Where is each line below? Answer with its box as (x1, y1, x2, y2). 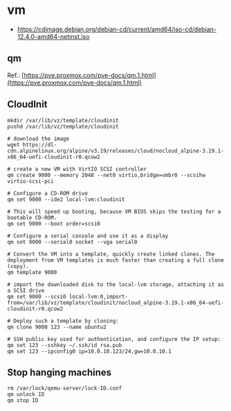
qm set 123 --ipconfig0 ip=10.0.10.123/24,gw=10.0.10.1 (7, 348, 172, 355)
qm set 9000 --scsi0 (7, 293, 67, 300)
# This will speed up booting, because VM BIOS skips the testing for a (7, 208, 221, 215)
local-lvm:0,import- (68, 293, 129, 300)
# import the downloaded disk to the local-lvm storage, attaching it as (7, 280, 225, 288)
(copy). (7, 262, 30, 269)
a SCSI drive (7, 287, 45, 294)
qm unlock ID (7, 391, 45, 398)
